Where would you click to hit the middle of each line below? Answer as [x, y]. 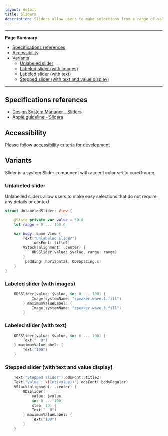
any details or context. [28, 202]
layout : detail [21, 10]
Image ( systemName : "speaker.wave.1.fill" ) [77, 299]
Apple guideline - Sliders [38, 117]
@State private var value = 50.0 [49, 220]
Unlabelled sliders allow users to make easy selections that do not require [81, 197]
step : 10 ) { [44, 405]
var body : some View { [38, 234]
